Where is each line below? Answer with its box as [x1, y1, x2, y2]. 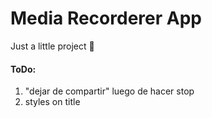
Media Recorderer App [10, 7, 202, 30]
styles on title [24, 96, 81, 108]
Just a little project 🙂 [10, 40, 95, 52]
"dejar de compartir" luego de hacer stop [24, 85, 195, 97]
